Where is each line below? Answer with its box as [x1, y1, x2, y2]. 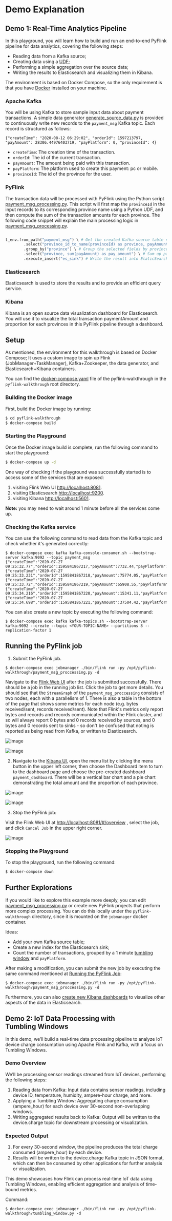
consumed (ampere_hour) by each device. [12, 1149, 102, 1156]
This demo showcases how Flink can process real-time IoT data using [5, 1176, 153, 1182]
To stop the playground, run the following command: [5, 859, 116, 865]
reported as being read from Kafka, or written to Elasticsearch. [5, 728, 137, 734]
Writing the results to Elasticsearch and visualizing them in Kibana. [12, 69, 154, 75]
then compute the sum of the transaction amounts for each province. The [5, 212, 160, 218]
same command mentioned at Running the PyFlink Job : [5, 970, 122, 977]
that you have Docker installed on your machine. [5, 85, 107, 91]
